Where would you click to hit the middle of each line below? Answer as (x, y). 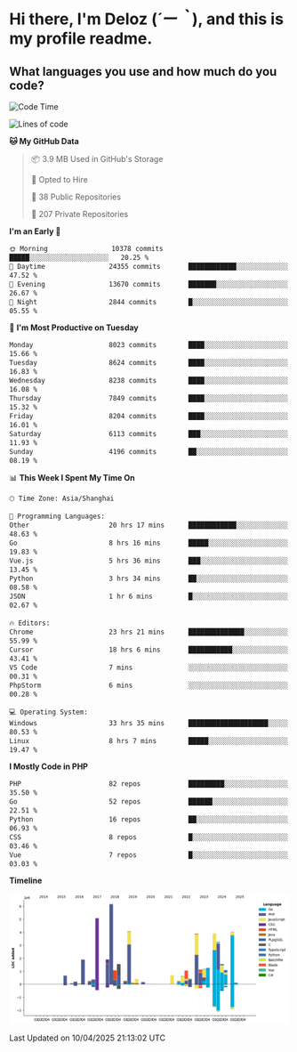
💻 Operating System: (49, 712)
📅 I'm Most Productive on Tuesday (74, 328)
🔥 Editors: (30, 623)
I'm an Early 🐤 (35, 231)
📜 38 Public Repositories (76, 197)
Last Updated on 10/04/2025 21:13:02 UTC (88, 1038)
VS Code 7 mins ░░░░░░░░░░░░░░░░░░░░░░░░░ (149, 668)
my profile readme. (81, 39)
